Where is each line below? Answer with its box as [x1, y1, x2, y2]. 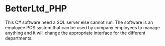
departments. [5, 35, 33, 41]
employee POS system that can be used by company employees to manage [5, 24, 160, 30]
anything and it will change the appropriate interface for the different [5, 30, 146, 36]
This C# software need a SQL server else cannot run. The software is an [5, 19, 153, 25]
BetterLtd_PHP [5, 3, 67, 14]
